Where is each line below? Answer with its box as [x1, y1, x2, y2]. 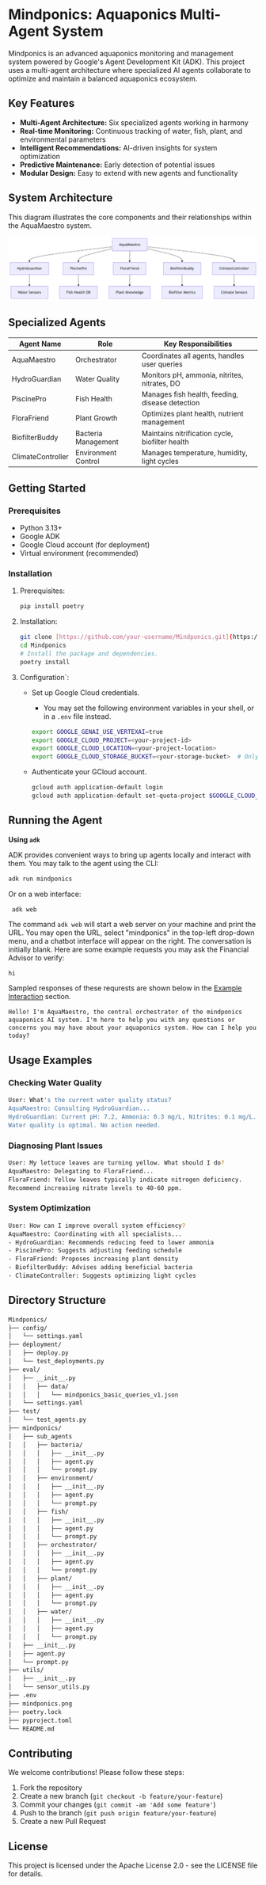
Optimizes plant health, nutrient [141, 409, 244, 419]
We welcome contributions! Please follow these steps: [8, 1768, 184, 1777]
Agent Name [19, 339, 62, 349]
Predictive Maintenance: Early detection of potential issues [19, 160, 215, 169]
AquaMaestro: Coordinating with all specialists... [8, 1229, 182, 1238]
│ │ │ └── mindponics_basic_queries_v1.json [8, 1391, 179, 1399]
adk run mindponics [8, 875, 73, 883]
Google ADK [19, 532, 61, 541]
